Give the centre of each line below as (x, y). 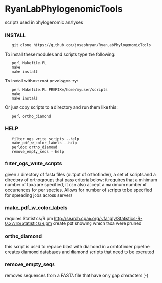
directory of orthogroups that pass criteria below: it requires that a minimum (81, 180)
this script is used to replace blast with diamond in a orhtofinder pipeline (77, 247)
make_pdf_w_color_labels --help (44, 143)
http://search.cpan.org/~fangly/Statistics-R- (98, 219)
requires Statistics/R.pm (29, 219)
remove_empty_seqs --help (38, 152)
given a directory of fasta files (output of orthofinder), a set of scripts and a (81, 174)
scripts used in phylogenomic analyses (44, 22)
